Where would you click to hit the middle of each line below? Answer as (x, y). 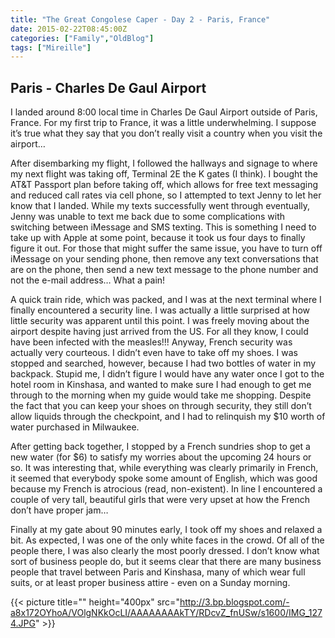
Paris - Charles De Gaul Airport (108, 87)
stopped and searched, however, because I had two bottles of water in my (163, 363)
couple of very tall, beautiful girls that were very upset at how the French (160, 500)
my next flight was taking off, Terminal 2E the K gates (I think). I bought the (164, 174)
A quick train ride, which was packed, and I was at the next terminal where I (166, 300)
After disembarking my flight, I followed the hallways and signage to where (164, 163)
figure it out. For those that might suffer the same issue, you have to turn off (166, 248)
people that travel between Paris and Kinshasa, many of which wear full (158, 572)
